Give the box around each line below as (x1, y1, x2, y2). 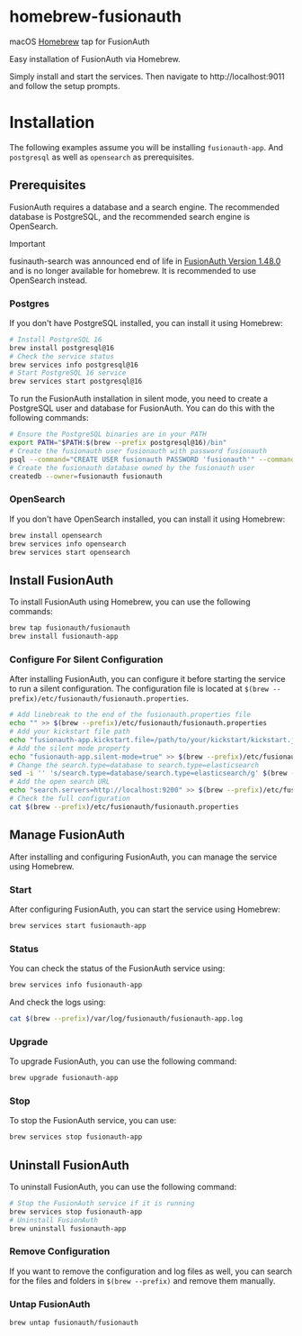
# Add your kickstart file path (9, 727, 130, 736)
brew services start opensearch (9, 548, 130, 557)
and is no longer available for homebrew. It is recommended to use (9, 265, 256, 276)
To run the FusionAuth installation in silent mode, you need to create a (9, 394, 268, 404)
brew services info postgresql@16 (9, 360, 139, 369)
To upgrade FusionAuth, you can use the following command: (9, 1056, 237, 1067)
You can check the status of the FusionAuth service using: (9, 963, 226, 974)
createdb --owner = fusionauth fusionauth (9, 471, 164, 481)
